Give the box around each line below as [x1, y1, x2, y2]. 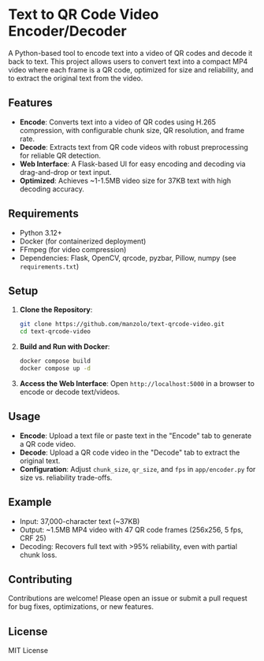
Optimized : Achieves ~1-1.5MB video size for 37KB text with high [19, 176, 232, 185]
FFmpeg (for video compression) [19, 244, 127, 254]
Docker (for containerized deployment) [19, 236, 147, 246]
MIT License [8, 646, 49, 655]
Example [8, 496, 52, 509]
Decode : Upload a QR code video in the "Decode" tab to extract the [19, 447, 240, 457]
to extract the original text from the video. [8, 73, 143, 83]
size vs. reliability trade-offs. [19, 473, 113, 482]
